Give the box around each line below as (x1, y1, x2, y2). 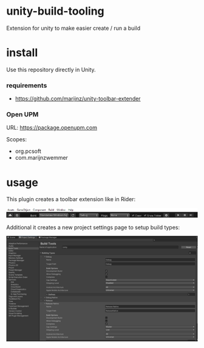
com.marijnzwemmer (15, 154, 69, 162)
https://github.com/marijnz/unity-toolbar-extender (15, 95, 141, 102)
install (6, 46, 38, 60)
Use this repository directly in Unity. (6, 66, 96, 73)
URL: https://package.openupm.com (6, 124, 97, 132)
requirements (6, 81, 47, 90)
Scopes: (6, 136, 27, 143)
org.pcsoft (15, 147, 41, 155)
